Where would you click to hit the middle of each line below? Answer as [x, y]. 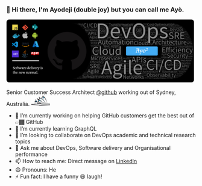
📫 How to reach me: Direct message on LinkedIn [76, 161]
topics [23, 141]
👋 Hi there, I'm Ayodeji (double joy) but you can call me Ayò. [95, 10]
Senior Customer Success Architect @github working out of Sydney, [91, 92]
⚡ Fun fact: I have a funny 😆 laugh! [58, 176]
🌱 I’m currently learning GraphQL [56, 129]
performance [31, 154]
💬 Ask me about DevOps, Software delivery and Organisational [93, 148]
